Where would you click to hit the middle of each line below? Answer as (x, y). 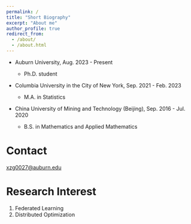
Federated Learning (39, 208)
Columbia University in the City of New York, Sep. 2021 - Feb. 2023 (98, 85)
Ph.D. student (41, 74)
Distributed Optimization (45, 214)
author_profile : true (33, 28)
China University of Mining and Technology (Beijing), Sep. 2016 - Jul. (100, 108)
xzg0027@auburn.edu (34, 167)
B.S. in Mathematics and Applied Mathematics (81, 126)
